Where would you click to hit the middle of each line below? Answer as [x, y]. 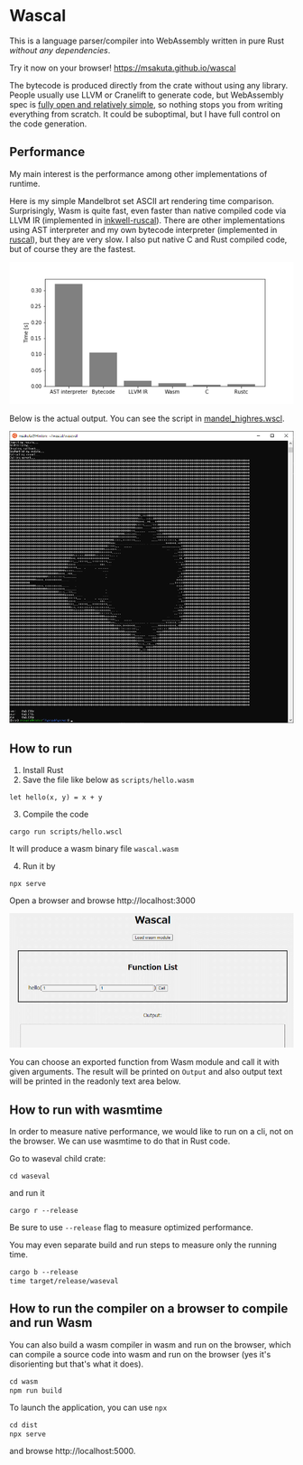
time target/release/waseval [64, 1282]
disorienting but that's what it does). [77, 1364]
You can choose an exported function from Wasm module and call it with [144, 1062]
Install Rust [43, 770]
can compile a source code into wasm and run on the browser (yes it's [140, 1354]
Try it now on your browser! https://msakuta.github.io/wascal [123, 68]
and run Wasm [51, 1323]
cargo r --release [44, 1211]
